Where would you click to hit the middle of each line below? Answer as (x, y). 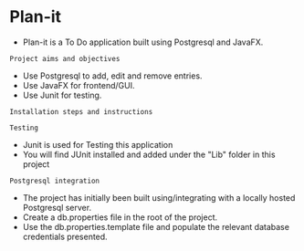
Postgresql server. (57, 207)
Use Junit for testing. (62, 95)
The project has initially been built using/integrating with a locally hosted (159, 197)
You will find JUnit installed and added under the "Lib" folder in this (149, 154)
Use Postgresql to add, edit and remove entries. (112, 76)
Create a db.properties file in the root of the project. (120, 217)
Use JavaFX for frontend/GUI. (79, 85)
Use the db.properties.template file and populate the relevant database (156, 226)
